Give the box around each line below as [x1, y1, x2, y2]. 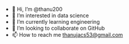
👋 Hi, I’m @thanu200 [11, 6, 62, 12]
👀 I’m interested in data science [11, 12, 89, 19]
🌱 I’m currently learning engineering [11, 18, 100, 25]
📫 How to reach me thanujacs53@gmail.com [11, 32, 123, 38]
